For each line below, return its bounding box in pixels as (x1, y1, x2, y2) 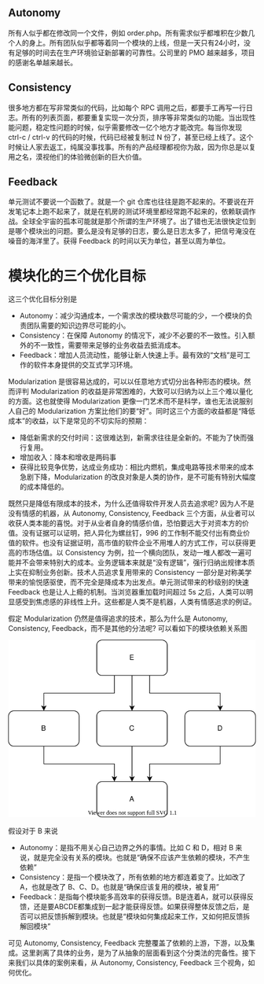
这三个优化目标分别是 (8, 294, 77, 304)
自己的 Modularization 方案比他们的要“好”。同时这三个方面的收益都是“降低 (14, 407, 255, 416)
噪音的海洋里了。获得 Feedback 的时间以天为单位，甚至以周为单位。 (8, 236, 230, 246)
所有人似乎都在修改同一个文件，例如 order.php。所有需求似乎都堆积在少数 (8, 28, 248, 38)
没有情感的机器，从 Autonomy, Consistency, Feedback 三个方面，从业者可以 (8, 509, 255, 518)
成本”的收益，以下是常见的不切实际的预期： (8, 416, 149, 426)
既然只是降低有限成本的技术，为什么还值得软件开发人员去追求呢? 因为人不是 (8, 499, 255, 508)
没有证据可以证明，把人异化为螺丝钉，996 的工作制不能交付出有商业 (21, 529, 244, 538)
